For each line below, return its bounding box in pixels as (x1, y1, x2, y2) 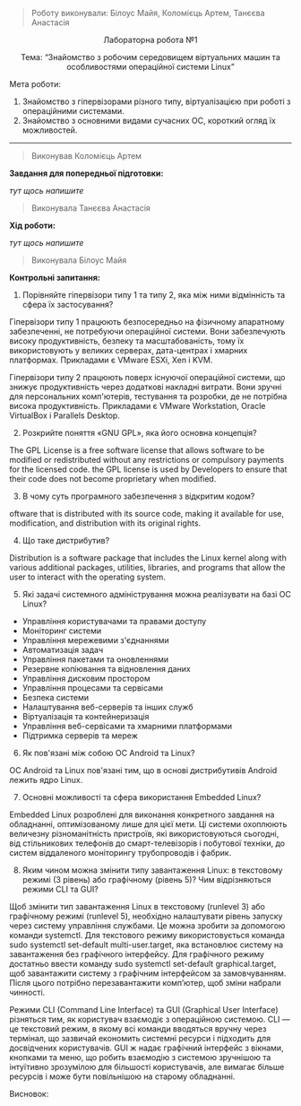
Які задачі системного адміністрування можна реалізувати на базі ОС (21, 589, 291, 599)
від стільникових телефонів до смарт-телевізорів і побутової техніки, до (9, 838, 285, 849)
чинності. (9, 987, 46, 997)
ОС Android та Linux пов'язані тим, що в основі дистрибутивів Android (9, 765, 278, 775)
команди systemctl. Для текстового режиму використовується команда (9, 930, 285, 940)
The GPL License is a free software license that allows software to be (9, 445, 265, 456)
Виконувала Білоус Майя (30, 255, 127, 266)
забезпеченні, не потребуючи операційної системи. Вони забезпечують (9, 327, 286, 336)
